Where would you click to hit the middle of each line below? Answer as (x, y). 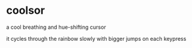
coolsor (25, 10)
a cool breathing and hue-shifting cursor (56, 27)
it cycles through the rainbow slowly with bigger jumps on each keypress (96, 38)
